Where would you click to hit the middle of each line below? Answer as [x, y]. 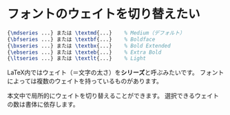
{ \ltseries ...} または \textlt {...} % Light [77, 59]
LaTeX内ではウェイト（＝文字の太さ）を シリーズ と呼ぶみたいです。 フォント [116, 72]
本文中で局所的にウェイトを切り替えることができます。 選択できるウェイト [113, 96]
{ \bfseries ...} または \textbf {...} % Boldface [81, 39]
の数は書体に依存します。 [43, 105]
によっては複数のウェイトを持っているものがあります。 [85, 81]
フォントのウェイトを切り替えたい [104, 14]
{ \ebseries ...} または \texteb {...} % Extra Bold [84, 52]
